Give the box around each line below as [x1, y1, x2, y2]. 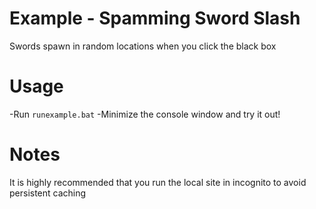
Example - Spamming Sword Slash [9, 7, 301, 30]
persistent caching [9, 187, 87, 199]
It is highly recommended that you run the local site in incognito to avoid [9, 176, 307, 188]
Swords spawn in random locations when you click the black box [9, 40, 277, 52]
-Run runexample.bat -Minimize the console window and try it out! [9, 108, 281, 120]
